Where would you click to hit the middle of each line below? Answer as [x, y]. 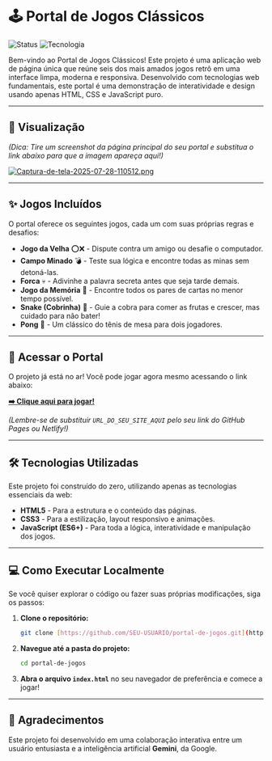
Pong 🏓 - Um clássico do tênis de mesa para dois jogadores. [121, 324]
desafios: [24, 232]
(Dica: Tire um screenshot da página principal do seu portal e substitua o [131, 146]
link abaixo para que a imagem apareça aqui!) [86, 155]
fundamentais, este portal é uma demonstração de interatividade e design [132, 86]
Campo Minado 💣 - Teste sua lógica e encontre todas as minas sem [134, 260]
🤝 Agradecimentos [56, 720]
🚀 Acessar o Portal [56, 357]
